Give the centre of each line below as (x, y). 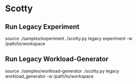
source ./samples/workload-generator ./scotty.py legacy (62, 71)
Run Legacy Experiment (42, 27)
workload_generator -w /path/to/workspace (49, 76)
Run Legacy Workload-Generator (57, 59)
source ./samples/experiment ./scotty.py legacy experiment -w (69, 38)
